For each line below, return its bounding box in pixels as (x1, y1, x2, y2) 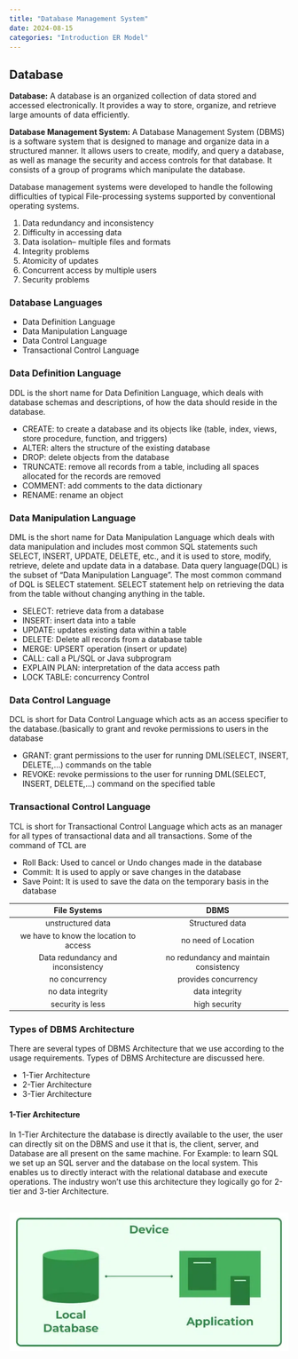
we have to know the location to (20, 930, 136, 941)
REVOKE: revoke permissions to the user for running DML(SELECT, (21, 769, 267, 780)
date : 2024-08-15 (9, 23, 74, 33)
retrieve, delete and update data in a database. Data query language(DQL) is (9, 560, 288, 571)
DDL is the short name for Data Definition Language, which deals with (9, 387, 264, 398)
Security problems (21, 274, 90, 285)
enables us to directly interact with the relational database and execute (9, 1166, 268, 1177)
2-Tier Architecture (21, 1079, 92, 1090)
